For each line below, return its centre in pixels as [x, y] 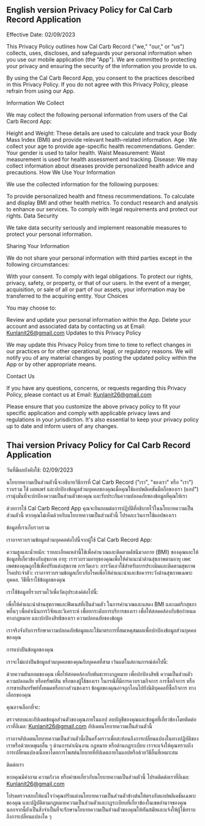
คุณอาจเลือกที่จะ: [24, 707]
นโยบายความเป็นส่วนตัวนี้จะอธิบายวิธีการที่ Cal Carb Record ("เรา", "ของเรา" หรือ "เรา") [100, 482]
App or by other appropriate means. [51, 364]
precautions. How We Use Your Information [61, 172]
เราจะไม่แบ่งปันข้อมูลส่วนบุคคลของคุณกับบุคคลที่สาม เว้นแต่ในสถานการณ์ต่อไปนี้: [87, 661]
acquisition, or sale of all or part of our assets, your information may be [96, 289]
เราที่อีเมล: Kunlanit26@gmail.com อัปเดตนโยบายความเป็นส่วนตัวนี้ [79, 726]
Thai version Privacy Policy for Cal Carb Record [99, 446]
